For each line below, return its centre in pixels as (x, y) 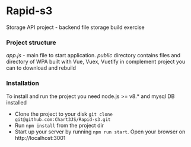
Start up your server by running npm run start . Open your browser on (100, 132)
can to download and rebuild (41, 68)
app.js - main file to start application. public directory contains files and (93, 55)
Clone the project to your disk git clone (63, 114)
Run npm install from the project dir (59, 125)
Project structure (31, 43)
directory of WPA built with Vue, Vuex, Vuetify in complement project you (96, 62)
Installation (23, 83)
